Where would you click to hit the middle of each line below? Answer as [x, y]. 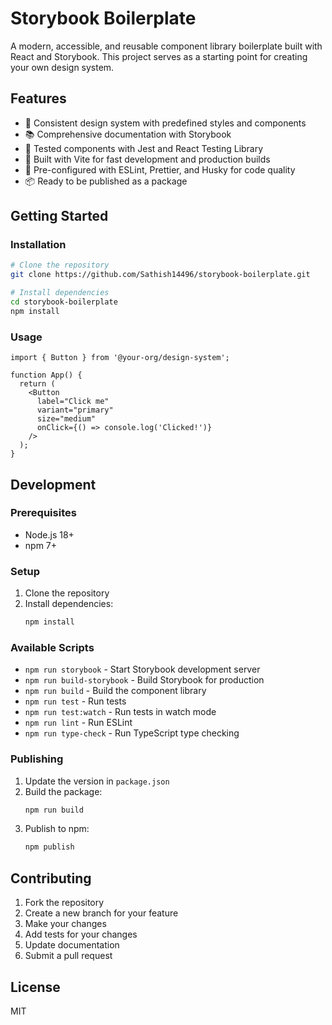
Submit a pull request [68, 956]
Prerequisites [43, 513]
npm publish [49, 847]
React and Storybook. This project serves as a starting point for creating [159, 56]
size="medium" [66, 419]
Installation [38, 245]
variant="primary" [75, 410]
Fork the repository [64, 903]
